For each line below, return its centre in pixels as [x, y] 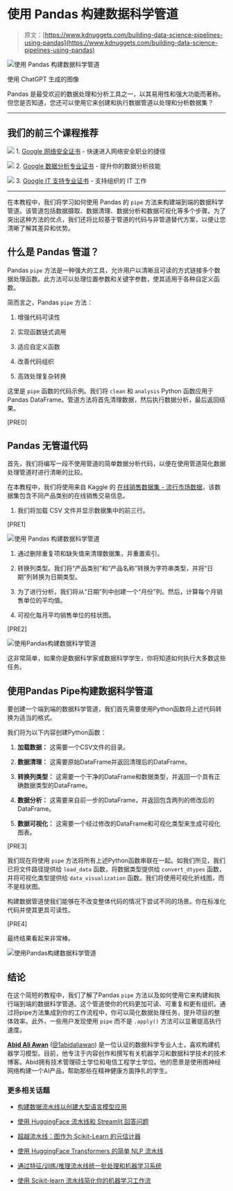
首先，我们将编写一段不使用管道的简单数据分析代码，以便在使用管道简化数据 [116, 463]
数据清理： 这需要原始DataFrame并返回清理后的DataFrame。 [104, 762]
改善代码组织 [35, 361]
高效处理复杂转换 [42, 376]
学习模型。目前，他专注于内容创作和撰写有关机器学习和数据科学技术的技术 [119, 1053]
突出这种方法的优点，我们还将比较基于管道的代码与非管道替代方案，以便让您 [116, 219]
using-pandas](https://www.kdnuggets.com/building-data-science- [121, 42]
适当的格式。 [37, 718]
